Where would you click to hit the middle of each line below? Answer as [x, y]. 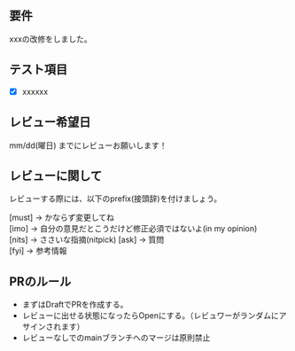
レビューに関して [56, 175]
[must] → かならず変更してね [62, 218]
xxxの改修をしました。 [50, 39]
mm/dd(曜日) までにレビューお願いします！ [88, 145]
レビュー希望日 [50, 122]
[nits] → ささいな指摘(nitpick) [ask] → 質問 [87, 240]
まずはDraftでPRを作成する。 [75, 305]
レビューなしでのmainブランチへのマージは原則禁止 [116, 338]
